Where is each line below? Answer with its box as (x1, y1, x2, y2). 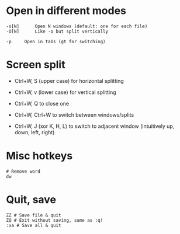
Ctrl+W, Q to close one (14, 100, 69, 107)
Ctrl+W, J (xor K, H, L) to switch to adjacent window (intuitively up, (14, 123, 175, 130)
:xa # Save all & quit (6, 222, 61, 228)
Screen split (6, 58, 65, 71)
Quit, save (6, 193, 57, 206)
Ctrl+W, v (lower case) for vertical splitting (14, 89, 116, 96)
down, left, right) (14, 128, 55, 135)
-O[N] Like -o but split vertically (6, 28, 109, 34)
